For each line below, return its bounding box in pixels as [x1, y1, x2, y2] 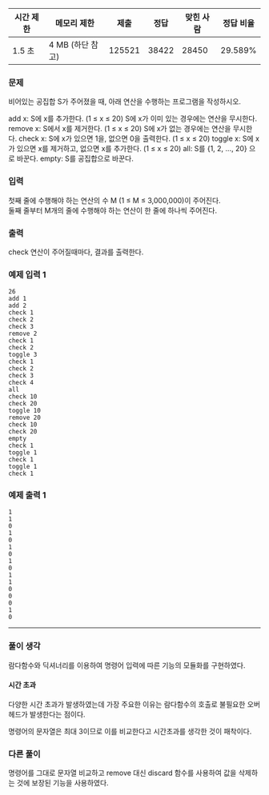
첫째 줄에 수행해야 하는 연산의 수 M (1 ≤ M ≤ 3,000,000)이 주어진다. [8, 195, 222, 205]
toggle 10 [8, 407, 42, 415]
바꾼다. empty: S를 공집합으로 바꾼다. [16, 154, 134, 163]
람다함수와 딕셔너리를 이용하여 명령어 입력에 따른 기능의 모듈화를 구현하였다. [8, 660, 246, 670]
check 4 [8, 379, 34, 387]
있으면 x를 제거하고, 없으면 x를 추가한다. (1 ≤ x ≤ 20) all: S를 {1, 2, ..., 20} [16, 144, 247, 154]
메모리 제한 [54, 18, 94, 29]
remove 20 [8, 413, 42, 422]
